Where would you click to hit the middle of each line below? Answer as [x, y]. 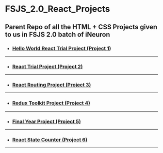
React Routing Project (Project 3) [51, 85]
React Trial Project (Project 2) [47, 67]
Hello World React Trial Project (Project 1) [62, 48]
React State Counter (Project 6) [50, 139]
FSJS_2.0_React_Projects [57, 9]
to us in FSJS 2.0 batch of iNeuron [57, 34]
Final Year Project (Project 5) [46, 121]
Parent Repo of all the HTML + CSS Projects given [81, 27]
